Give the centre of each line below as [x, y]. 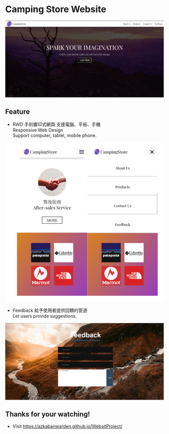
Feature [18, 111]
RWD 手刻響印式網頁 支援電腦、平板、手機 [56, 124]
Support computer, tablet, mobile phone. [55, 135]
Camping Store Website [56, 9]
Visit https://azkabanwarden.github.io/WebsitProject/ [67, 426]
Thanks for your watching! [48, 414]
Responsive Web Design [38, 130]
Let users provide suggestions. [45, 316]
